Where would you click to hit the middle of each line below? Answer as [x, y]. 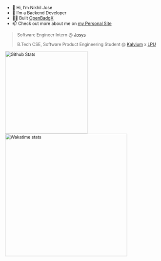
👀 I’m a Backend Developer [39, 13]
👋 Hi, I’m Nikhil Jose [32, 8]
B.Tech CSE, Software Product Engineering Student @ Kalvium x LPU [86, 44]
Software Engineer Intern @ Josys [51, 35]
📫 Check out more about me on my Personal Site [62, 24]
